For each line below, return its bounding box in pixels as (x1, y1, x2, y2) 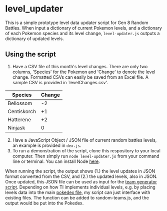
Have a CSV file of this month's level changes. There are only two (12, 63, 148, 69)
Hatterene (7, 116, 31, 123)
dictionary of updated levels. (5, 36, 64, 42)
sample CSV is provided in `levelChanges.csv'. (12, 79, 108, 85)
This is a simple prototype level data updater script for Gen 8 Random (5, 20, 148, 26)
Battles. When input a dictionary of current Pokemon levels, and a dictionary (5, 25, 162, 31)
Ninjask (7, 124, 25, 131)
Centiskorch (7, 108, 36, 115)
